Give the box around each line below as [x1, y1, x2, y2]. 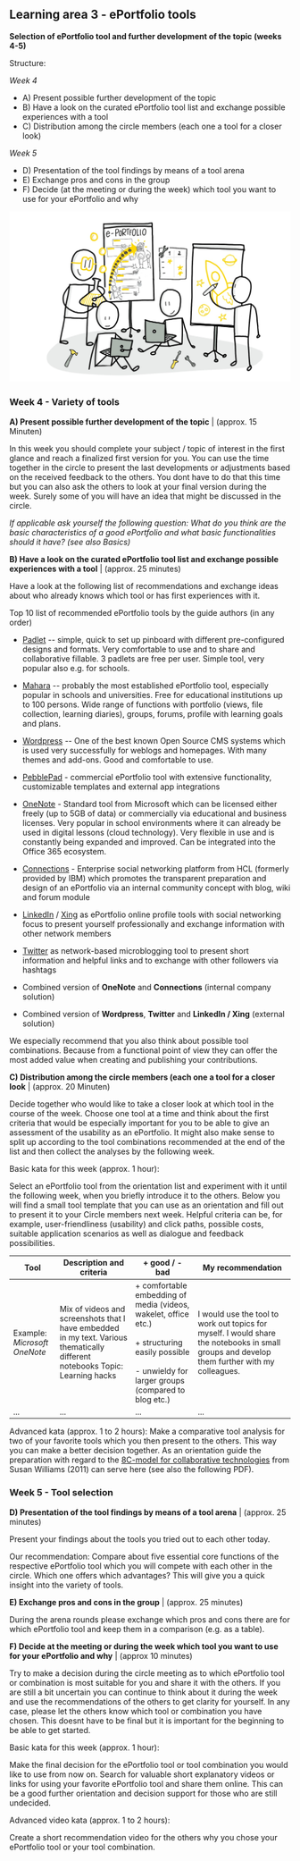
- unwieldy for [135, 1365, 189, 1376]
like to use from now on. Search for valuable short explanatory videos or [9, 1769, 275, 1780]
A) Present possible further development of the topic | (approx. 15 [9, 416, 257, 427]
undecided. [9, 1797, 52, 1808]
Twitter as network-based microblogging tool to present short [21, 945, 250, 956]
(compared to [135, 1385, 186, 1395]
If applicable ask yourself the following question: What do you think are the [9, 518, 287, 528]
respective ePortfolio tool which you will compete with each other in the [9, 1560, 273, 1571]
